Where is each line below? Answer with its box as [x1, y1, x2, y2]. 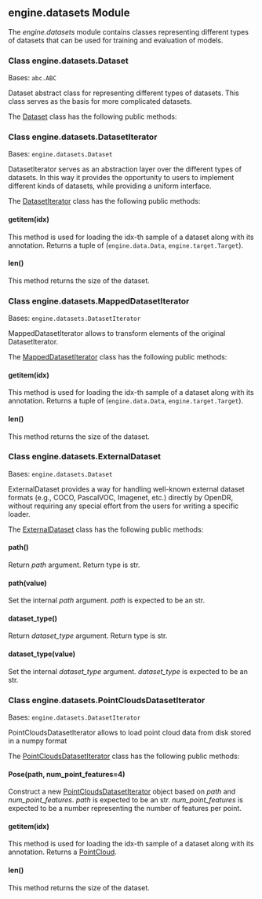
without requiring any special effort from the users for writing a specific [8, 501, 239, 510]
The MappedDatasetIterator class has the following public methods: [8, 352, 227, 362]
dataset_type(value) [8, 649, 76, 659]
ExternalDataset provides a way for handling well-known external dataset [8, 484, 245, 494]
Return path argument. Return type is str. [8, 560, 140, 569]
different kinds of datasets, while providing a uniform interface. [8, 181, 212, 191]
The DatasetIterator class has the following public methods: [8, 197, 201, 206]
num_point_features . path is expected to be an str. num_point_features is [8, 795, 243, 805]
